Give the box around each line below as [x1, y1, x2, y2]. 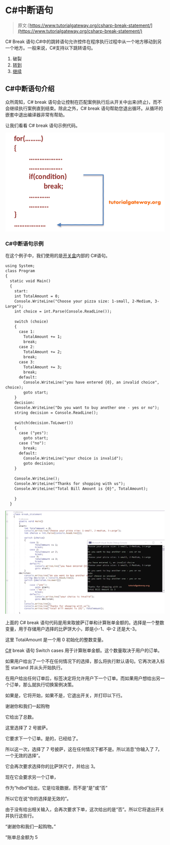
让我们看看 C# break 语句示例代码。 [5, 122, 80, 128]
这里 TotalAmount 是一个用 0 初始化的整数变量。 [5, 637, 106, 643]
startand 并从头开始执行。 [11, 665, 65, 671]
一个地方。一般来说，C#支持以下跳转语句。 [5, 45, 96, 51]
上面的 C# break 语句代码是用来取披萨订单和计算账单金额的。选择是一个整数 [5, 620, 164, 626]
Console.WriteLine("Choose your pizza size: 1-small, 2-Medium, [14, 299, 153, 304]
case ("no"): [18, 441, 47, 446]
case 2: [18, 344, 35, 350]
